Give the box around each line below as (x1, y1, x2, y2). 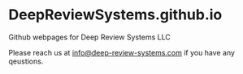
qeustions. (8, 56, 44, 66)
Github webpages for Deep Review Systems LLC (8, 32, 171, 42)
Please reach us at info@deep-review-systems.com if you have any (8, 47, 236, 57)
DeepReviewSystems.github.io (8, 6, 223, 24)
